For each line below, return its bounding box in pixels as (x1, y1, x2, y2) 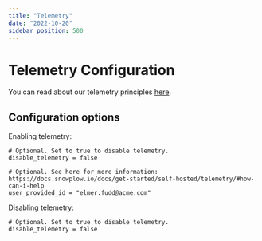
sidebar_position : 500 (8, 26, 84, 34)
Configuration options (8, 110, 121, 124)
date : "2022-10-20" (8, 19, 73, 27)
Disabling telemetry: (8, 203, 74, 212)
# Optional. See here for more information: (8, 168, 158, 176)
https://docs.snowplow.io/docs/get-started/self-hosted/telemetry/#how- (8, 175, 255, 184)
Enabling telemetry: (8, 132, 72, 141)
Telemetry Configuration (8, 61, 175, 79)
